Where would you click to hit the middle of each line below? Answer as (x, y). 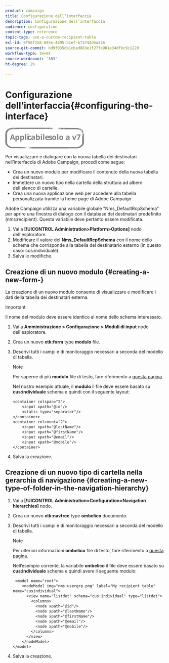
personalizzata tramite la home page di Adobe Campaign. (73, 199)
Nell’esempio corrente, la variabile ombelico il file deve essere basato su (88, 565)
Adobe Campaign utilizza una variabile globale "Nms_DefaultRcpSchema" (82, 209)
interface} (27, 117)
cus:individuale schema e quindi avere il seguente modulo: (74, 571)
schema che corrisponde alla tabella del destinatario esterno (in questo (87, 245)
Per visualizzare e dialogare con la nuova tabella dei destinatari (71, 157)
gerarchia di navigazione (45, 480)
